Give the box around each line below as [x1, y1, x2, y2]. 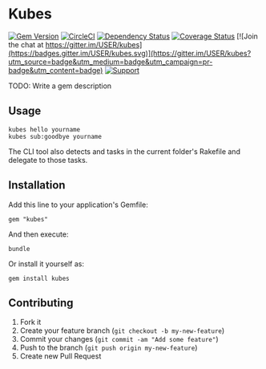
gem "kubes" [8, 215, 48, 223]
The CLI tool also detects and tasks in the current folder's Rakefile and [8, 146, 240, 156]
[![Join [236, 31, 259, 41]
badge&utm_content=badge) [8, 65, 103, 75]
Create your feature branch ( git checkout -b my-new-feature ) [19, 326, 225, 335]
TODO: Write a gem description [8, 81, 112, 91]
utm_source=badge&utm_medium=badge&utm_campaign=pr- [8, 57, 213, 67]
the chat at [8, 39, 44, 49]
